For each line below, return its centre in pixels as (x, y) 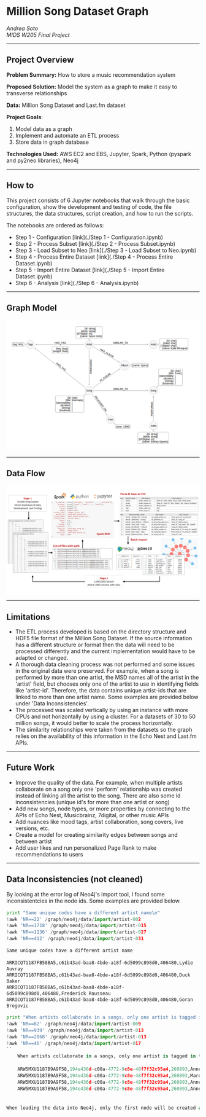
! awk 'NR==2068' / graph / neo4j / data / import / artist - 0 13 (77, 1037)
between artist (33, 841)
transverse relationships (37, 93)
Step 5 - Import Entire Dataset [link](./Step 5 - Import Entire (90, 270)
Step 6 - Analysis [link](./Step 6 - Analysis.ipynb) (77, 283)
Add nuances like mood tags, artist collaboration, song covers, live (99, 821)
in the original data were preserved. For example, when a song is (97, 671)
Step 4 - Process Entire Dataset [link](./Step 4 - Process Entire (94, 257)
